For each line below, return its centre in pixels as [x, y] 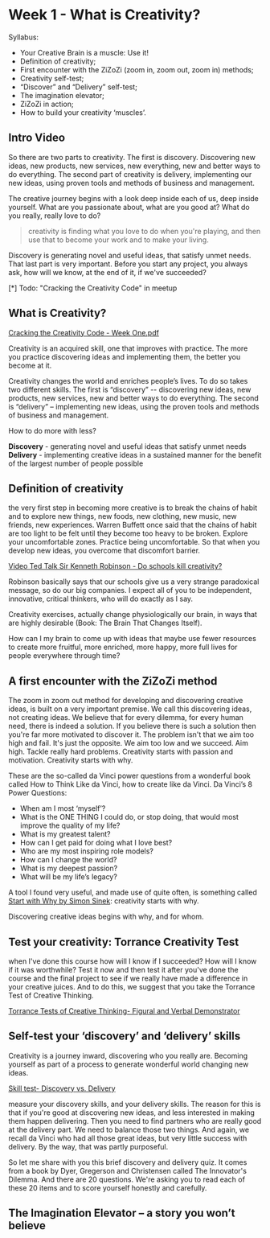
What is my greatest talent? [65, 834]
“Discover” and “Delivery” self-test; [79, 87]
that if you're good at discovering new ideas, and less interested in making [132, 1113]
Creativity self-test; [52, 78]
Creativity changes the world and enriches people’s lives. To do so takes [128, 380]
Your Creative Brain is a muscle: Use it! [84, 52]
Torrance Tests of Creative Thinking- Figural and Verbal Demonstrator [125, 1011]
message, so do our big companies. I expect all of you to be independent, [130, 590]
